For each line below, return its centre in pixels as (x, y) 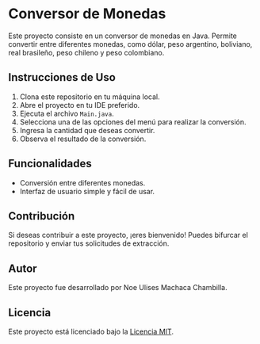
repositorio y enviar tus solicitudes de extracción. (89, 243)
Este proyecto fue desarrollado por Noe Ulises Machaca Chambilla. (118, 288)
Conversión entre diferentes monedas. (82, 182)
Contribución (42, 216)
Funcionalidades (50, 164)
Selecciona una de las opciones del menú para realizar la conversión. (133, 122)
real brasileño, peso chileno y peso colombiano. (86, 52)
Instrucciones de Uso (62, 77)
